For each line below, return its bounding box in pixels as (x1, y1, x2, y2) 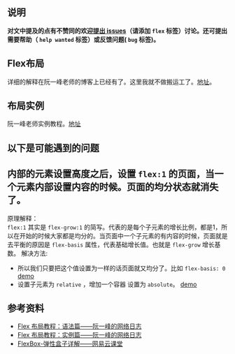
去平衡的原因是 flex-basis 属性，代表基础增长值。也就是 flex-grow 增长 (7, 240, 215, 249)
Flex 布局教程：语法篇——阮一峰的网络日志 (17, 322, 142, 330)
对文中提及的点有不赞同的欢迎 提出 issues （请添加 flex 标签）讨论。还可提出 (7, 27, 227, 35)
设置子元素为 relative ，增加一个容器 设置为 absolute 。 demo (17, 280, 197, 288)
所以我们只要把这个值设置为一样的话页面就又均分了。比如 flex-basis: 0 (17, 264, 226, 272)
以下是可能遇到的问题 (7, 142, 99, 154)
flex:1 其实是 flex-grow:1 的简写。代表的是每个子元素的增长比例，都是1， (7, 223, 222, 231)
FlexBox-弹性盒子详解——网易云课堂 (17, 339, 123, 348)
